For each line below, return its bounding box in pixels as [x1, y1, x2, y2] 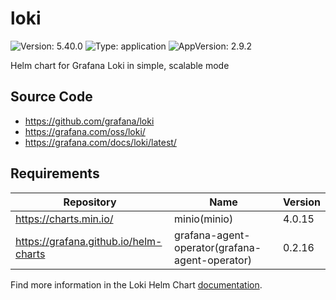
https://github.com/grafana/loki [24, 115, 155, 127]
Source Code [10, 88, 93, 106]
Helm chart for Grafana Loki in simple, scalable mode [10, 59, 230, 71]
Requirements [10, 165, 100, 182]
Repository [63, 195, 117, 209]
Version [282, 195, 321, 209]
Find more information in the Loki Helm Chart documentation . [10, 278, 263, 291]
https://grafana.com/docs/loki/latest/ [24, 136, 177, 148]
